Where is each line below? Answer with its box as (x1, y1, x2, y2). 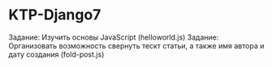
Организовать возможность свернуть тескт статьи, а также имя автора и (8, 40, 265, 50)
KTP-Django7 (8, 6, 101, 24)
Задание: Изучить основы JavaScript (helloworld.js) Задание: (8, 32, 219, 42)
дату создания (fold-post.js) (8, 49, 105, 59)
